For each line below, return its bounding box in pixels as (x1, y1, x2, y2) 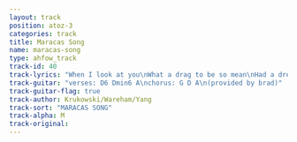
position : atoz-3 (9, 21, 73, 30)
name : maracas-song (9, 46, 81, 55)
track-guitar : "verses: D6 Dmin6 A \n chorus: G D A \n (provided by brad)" (9, 78, 283, 87)
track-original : (9, 120, 69, 129)
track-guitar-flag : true (9, 86, 101, 95)
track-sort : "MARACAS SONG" (9, 103, 113, 112)
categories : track (9, 29, 77, 38)
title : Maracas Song (9, 37, 86, 47)
